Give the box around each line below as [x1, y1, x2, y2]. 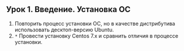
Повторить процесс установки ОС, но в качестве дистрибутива [14, 20, 175, 27]
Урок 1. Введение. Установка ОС [6, 5, 131, 14]
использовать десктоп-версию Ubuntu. [14, 26, 114, 33]
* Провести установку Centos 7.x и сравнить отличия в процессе [14, 32, 179, 39]
